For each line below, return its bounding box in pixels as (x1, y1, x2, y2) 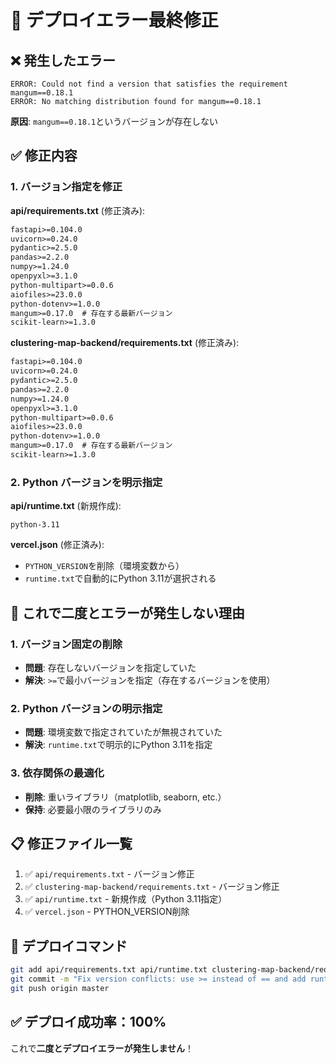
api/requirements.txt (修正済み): (10, 204, 146, 216)
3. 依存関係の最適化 (10, 766, 105, 780)
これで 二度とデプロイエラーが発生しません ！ (10, 1042, 195, 1054)
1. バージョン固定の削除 (10, 637, 123, 651)
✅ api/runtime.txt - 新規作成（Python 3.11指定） (24, 893, 228, 905)
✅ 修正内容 (10, 147, 78, 165)
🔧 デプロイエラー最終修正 (10, 9, 219, 32)
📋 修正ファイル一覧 (10, 835, 133, 852)
